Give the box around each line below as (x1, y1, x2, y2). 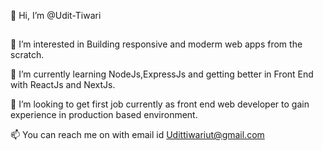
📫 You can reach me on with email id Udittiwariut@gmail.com (10, 129, 265, 141)
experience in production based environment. (10, 109, 198, 121)
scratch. (10, 49, 45, 61)
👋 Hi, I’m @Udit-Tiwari (10, 10, 102, 21)
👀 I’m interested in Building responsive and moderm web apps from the (10, 38, 303, 50)
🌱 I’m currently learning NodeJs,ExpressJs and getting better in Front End (10, 68, 314, 80)
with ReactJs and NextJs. (10, 79, 116, 91)
